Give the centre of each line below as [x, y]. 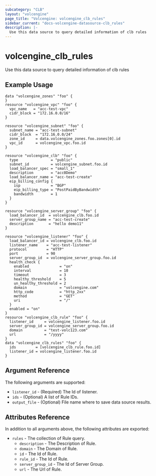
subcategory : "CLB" [25, 9]
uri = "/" [42, 300]
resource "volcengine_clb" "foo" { [41, 156]
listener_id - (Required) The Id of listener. [55, 391]
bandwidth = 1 [35, 194]
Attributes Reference [37, 417]
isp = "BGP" [40, 185]
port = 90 [32, 253]
